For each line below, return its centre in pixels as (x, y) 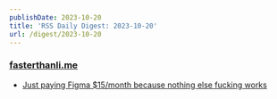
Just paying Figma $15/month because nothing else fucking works (145, 85)
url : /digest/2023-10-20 (55, 34)
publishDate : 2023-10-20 (55, 17)
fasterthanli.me (44, 65)
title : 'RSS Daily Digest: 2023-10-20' (84, 26)
